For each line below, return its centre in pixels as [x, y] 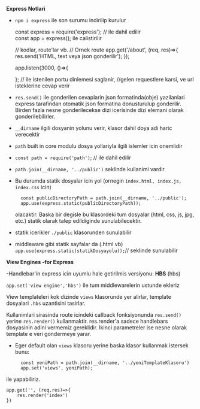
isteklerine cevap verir [42, 86]
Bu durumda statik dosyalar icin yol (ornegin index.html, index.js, [98, 181]
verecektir [27, 134]
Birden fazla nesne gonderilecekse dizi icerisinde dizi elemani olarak [99, 110]
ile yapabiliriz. [23, 379]
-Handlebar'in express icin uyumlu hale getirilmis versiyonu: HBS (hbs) [93, 274]
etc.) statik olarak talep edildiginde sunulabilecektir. [78, 221]
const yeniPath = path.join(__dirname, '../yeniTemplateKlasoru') [105, 363]
